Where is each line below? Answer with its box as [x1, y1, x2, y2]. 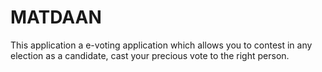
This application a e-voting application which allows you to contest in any [10, 39, 313, 51]
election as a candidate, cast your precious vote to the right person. [10, 49, 290, 61]
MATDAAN [10, 6, 102, 29]
